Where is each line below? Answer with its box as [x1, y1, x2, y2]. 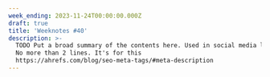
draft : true [8, 19, 48, 27]
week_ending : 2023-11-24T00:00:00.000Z [8, 11, 142, 20]
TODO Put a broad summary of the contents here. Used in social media [15, 42, 257, 50]
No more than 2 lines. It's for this [15, 49, 142, 57]
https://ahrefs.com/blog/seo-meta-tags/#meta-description [15, 57, 215, 65]
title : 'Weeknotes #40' [8, 26, 88, 34]
